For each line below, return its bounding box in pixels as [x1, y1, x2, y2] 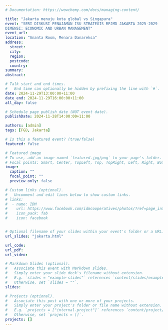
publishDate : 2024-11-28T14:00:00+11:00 [5, 114, 91, 119]
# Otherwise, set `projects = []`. [5, 312, 84, 317]
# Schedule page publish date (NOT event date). [5, 109, 108, 115]
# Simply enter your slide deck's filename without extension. [5, 271, 144, 276]
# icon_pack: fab [5, 211, 48, 216]
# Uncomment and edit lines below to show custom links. [5, 192, 131, 197]
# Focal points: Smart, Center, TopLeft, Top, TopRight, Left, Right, [5, 160, 155, 165]
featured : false [5, 141, 39, 146]
